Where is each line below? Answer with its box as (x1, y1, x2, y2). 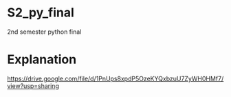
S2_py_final (7, 5, 74, 21)
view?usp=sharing (7, 81, 60, 90)
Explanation (7, 52, 77, 67)
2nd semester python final (7, 28, 82, 36)
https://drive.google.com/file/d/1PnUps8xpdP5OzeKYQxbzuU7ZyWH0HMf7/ (7, 74, 224, 83)
